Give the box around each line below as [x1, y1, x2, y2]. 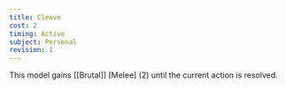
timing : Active [9, 29, 66, 38]
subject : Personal [9, 37, 77, 47]
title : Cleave [9, 12, 62, 22]
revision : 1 [9, 46, 53, 55]
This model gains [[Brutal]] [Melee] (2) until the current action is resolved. [9, 70, 279, 80]
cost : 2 [9, 21, 38, 30]
